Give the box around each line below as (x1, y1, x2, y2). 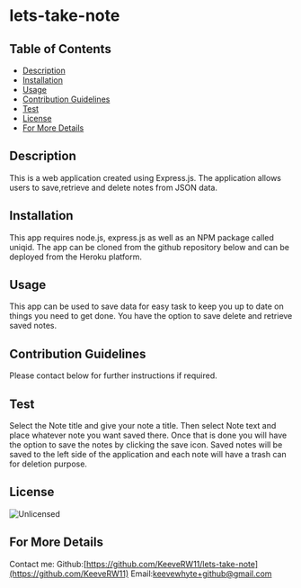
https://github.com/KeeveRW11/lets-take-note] (86, 558, 259, 569)
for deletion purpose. (9, 458, 88, 469)
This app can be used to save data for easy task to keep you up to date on (9, 301, 285, 312)
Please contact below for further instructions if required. (9, 370, 217, 381)
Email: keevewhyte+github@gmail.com (129, 568, 272, 579)
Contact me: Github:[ (9, 558, 87, 569)
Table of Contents (9, 41, 112, 57)
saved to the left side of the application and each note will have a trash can (9, 449, 287, 460)
